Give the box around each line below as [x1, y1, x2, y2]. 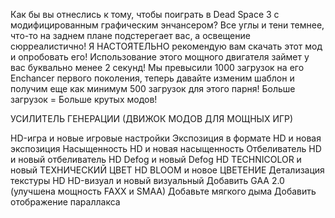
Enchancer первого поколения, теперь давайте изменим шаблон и [10, 72, 295, 84]
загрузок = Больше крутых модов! [10, 94, 158, 105]
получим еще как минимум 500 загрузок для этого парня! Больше [10, 83, 296, 94]
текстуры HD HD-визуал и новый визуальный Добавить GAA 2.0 [10, 175, 285, 186]
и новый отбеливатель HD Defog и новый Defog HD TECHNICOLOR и [10, 154, 302, 165]
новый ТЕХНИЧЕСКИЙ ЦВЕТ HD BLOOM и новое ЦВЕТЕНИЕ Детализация [10, 164, 325, 176]
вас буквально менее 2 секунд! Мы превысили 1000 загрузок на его [10, 62, 305, 73]
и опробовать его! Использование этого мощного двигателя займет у [10, 51, 310, 63]
